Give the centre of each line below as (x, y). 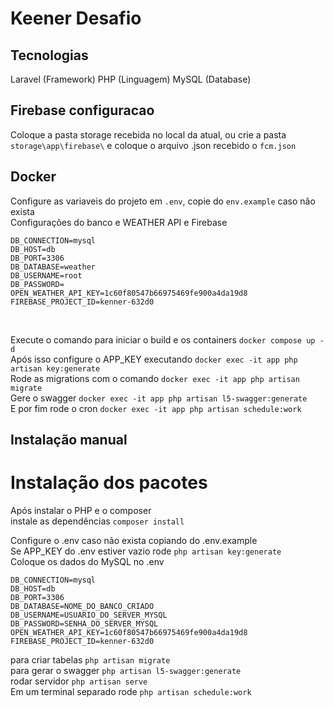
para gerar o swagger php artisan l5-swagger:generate (126, 670)
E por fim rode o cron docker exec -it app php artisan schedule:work (156, 408)
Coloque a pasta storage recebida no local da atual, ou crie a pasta (148, 134)
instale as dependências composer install (97, 521)
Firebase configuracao (82, 110)
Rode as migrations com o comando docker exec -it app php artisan (155, 378)
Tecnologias (49, 55)
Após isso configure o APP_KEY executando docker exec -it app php (154, 359)
